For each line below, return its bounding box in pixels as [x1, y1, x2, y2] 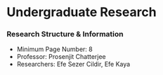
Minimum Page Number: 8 [16, 45, 93, 53]
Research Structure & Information [6, 29, 124, 39]
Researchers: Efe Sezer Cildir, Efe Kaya [16, 60, 131, 69]
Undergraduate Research [6, 4, 157, 20]
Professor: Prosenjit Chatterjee [16, 53, 106, 61]
